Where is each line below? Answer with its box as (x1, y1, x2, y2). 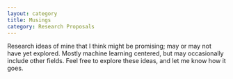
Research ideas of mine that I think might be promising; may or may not (7, 42, 212, 51)
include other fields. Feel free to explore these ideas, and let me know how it (7, 57, 226, 65)
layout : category (7, 10, 58, 17)
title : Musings (7, 17, 51, 24)
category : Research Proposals (7, 23, 95, 30)
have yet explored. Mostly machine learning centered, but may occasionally (7, 49, 224, 58)
